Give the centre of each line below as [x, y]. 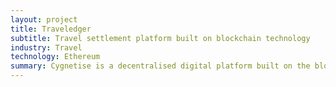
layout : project [44, 19]
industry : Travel [46, 47]
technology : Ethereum [55, 57]
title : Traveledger [51, 29]
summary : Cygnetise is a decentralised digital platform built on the [160, 66]
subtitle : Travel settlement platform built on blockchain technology [160, 38]
